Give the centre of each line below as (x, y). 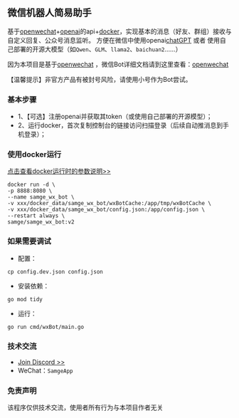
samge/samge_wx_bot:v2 (41, 222)
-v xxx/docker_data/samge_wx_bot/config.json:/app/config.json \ (106, 210)
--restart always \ (36, 216)
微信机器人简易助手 (49, 13)
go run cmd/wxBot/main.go (46, 327)
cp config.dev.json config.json (55, 272)
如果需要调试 (30, 241)
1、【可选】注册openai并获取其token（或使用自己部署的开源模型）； (115, 117)
